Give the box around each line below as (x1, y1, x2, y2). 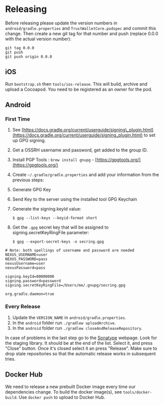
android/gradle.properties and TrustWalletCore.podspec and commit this (5, 25, 157, 31)
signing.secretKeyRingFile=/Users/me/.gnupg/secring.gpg (5, 283, 126, 288)
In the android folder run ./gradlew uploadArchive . (12, 320, 116, 326)
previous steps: (12, 177, 44, 183)
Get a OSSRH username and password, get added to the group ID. (12, 147, 148, 153)
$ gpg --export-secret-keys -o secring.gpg (12, 239, 104, 245)
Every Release (5, 303, 41, 310)
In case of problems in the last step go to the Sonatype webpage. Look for (5, 335, 158, 341)
